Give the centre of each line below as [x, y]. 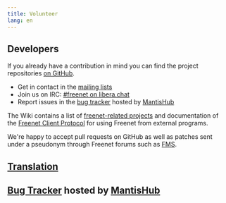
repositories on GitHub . [41, 73]
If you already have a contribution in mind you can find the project [103, 66]
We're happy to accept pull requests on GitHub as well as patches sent [110, 137]
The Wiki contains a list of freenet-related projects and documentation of [113, 116]
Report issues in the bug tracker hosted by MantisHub [96, 102]
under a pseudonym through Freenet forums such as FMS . [92, 144]
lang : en [20, 20]
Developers [33, 49]
